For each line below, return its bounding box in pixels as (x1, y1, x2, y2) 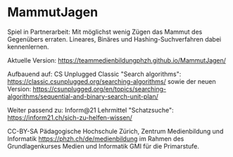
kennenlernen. (7, 42, 49, 51)
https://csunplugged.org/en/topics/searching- (32, 84, 167, 93)
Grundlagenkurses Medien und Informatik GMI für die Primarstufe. (7, 142, 199, 150)
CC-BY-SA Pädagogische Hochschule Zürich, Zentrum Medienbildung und (7, 127, 224, 135)
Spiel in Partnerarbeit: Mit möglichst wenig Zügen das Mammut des (7, 27, 203, 36)
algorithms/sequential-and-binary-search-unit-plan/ (7, 92, 158, 101)
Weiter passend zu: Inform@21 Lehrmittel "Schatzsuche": (7, 106, 174, 114)
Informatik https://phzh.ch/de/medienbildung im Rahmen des (7, 134, 184, 143)
